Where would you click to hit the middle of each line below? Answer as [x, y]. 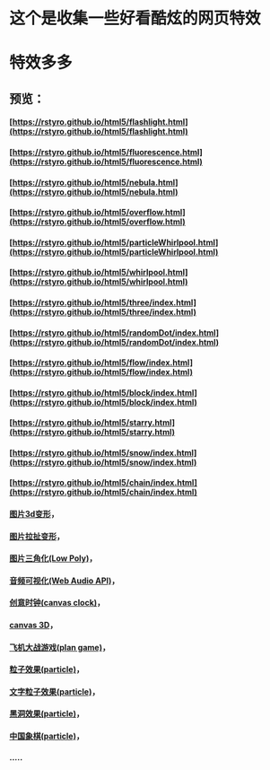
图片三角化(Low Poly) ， [53, 558]
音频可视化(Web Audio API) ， [65, 581]
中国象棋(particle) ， [47, 736]
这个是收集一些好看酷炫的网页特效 [135, 18]
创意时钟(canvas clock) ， [57, 603]
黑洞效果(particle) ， [47, 713]
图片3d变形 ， [34, 514]
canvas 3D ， [34, 626]
